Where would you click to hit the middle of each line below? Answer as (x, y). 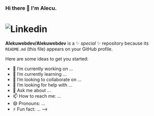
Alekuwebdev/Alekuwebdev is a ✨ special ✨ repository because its (77, 43)
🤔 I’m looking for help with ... (42, 85)
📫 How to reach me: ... (37, 96)
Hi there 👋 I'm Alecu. (31, 8)
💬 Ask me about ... (32, 90)
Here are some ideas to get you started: (47, 59)
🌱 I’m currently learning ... (40, 74)
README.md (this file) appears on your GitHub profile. (59, 49)
